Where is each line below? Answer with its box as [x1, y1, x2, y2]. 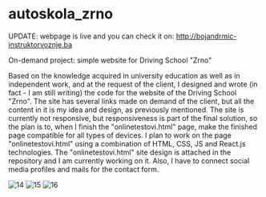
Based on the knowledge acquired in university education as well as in [8, 70, 240, 80]
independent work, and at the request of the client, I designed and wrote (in [8, 79, 258, 89]
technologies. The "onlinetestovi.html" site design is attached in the [8, 147, 232, 157]
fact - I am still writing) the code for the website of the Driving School [8, 87, 237, 97]
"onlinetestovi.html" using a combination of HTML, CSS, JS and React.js [8, 139, 246, 148]
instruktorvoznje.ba [8, 39, 73, 49]
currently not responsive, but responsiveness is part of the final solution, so [8, 113, 258, 123]
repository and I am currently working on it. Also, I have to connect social [8, 155, 250, 165]
